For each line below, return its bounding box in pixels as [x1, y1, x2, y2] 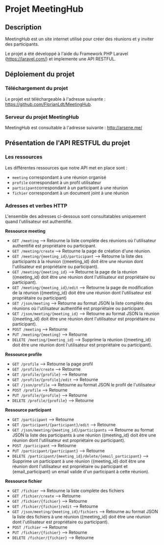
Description [5, 23, 42, 31]
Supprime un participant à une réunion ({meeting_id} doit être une [12, 458, 145, 464]
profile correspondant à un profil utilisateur [12, 179, 101, 185]
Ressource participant [5, 407, 51, 413]
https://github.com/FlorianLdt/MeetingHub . [5, 101, 92, 107]
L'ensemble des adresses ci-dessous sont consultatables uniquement [5, 213, 146, 219]
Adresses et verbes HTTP [5, 202, 68, 209]
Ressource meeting [5, 228, 46, 234]
